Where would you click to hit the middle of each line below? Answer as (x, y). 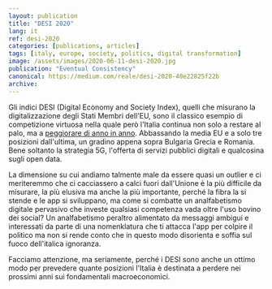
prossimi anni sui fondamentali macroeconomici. (89, 276)
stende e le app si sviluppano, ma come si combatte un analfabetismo (125, 201)
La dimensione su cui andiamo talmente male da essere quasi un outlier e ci (135, 175)
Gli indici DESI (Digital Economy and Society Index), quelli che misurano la (132, 107)
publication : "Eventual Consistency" (72, 69)
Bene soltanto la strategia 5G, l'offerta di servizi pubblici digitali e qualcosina (136, 150)
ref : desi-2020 (34, 39)
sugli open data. (35, 158)
